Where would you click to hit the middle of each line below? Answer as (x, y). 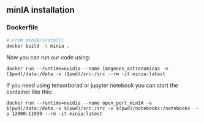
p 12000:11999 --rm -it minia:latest (55, 114)
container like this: (30, 92)
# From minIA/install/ (35, 40)
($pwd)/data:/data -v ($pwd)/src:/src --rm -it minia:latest (86, 74)
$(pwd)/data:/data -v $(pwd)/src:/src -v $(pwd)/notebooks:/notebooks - (103, 109)
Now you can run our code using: (48, 58)
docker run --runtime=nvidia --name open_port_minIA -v (79, 103)
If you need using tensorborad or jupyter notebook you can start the (92, 86)
